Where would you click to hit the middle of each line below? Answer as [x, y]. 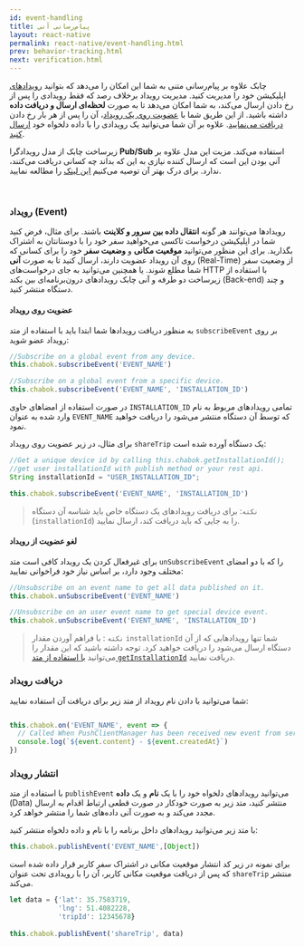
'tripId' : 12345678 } [96, 916]
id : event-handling [46, 18]
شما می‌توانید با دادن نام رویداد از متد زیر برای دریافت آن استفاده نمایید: [129, 701]
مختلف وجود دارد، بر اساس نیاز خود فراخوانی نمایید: [96, 571]
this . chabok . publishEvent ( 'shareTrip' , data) [96, 933]
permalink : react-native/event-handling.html [96, 43]
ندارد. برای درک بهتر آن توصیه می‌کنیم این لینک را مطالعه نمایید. [115, 170]
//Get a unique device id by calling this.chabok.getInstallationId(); [147, 460]
